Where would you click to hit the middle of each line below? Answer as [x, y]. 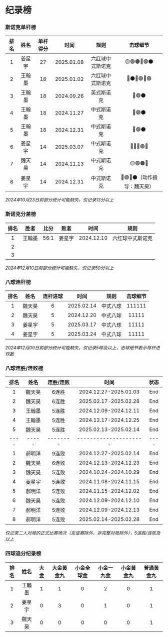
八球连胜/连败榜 [24, 368]
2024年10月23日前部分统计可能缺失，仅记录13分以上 [59, 200]
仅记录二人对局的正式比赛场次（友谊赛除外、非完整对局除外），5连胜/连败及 [83, 533]
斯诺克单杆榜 [21, 27]
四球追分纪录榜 [23, 554]
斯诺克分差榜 [21, 214]
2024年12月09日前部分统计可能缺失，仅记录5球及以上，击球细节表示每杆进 [82, 348]
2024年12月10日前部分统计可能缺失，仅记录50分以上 [59, 268]
